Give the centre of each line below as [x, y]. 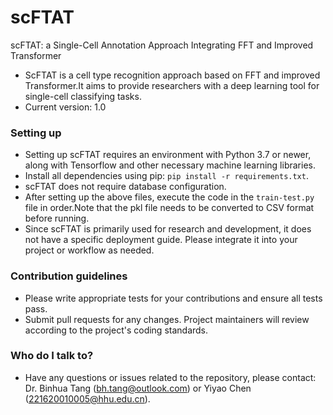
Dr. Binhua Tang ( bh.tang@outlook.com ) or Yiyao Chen [138, 388]
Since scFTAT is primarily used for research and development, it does [168, 229]
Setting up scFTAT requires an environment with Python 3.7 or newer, [168, 155]
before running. [57, 218]
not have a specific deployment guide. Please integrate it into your [161, 240]
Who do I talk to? [52, 356]
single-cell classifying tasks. [83, 96]
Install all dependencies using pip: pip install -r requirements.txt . [166, 176]
